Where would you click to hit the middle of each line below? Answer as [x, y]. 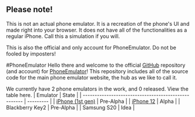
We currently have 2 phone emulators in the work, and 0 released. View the [97, 89]
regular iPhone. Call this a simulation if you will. [63, 36]
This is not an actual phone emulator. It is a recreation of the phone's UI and [98, 23]
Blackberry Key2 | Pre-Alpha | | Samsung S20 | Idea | [70, 107]
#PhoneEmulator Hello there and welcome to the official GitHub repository [96, 65]
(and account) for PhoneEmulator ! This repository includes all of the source [97, 71]
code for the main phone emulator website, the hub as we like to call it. [92, 77]
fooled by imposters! [31, 54]
